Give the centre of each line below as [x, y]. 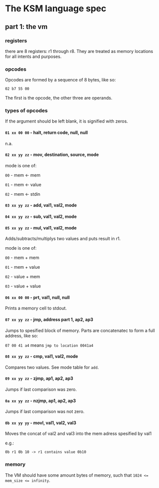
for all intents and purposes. [34, 56]
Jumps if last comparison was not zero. [45, 411]
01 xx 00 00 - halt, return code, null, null [46, 132]
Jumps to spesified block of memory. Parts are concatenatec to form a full [80, 330]
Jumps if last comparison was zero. [41, 389]
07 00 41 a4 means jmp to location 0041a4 [49, 345]
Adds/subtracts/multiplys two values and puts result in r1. [63, 239]
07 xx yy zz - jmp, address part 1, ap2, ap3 [49, 320]
